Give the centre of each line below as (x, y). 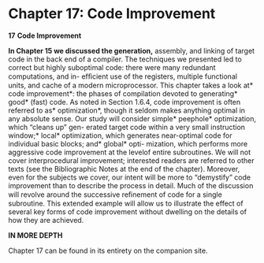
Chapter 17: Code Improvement (112, 14)
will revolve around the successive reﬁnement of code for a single (115, 194)
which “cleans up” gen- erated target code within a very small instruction (127, 127)
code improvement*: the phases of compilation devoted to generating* (123, 93)
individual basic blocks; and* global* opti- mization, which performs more (128, 143)
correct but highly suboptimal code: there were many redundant (112, 67)
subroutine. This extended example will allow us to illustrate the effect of (126, 203)
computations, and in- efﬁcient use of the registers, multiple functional (123, 76)
